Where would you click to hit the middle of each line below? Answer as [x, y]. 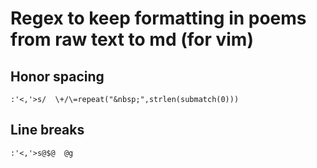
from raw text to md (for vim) [132, 39]
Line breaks [47, 130]
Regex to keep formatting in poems [158, 18]
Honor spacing [57, 76]
